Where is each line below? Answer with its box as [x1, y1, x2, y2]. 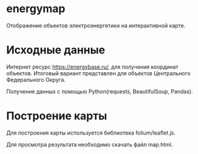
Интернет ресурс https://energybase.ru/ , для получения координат [6, 63, 179, 70]
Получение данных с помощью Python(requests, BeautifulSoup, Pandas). [6, 87, 193, 95]
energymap [6, 2, 65, 16]
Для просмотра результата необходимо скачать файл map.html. [6, 141, 173, 148]
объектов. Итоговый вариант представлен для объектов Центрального [6, 69, 191, 77]
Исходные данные [6, 43, 105, 57]
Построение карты [6, 109, 107, 123]
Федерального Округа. [6, 76, 66, 83]
